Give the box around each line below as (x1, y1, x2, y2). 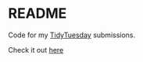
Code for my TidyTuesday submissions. (8, 30, 136, 40)
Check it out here (8, 45, 64, 54)
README (8, 5, 67, 22)
